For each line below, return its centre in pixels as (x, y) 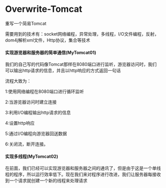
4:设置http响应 (20, 123)
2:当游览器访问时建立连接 (31, 102)
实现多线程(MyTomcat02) (32, 156)
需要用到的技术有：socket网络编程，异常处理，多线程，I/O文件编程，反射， (82, 34)
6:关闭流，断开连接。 (27, 144)
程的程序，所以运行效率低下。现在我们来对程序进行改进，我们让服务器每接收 (83, 175)
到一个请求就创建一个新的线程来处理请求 (46, 181)
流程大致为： (18, 81)
